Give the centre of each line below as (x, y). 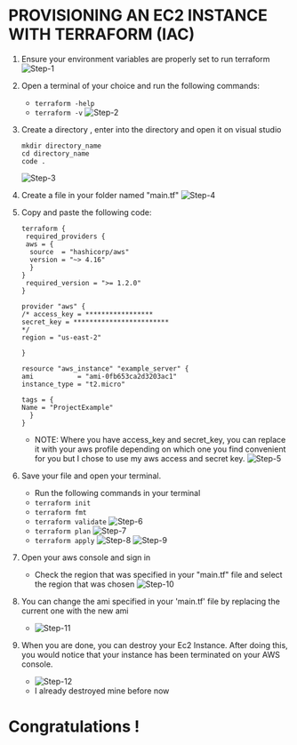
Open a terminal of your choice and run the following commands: (140, 85)
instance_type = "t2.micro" (73, 384)
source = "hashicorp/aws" (80, 252)
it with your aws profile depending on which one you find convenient (160, 449)
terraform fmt (60, 512)
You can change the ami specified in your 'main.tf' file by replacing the (151, 601)
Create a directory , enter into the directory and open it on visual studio (151, 129)
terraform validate (71, 522)
